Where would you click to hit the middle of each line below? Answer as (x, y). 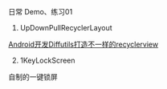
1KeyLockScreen (47, 60)
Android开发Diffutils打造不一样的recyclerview (83, 44)
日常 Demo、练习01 (41, 12)
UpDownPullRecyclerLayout (66, 28)
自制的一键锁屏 (33, 77)
